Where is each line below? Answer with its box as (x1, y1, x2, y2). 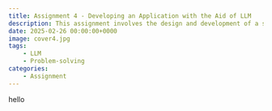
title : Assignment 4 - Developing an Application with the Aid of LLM (8, 11, 252, 20)
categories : (8, 65, 49, 73)
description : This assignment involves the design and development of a (8, 19, 259, 28)
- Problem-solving (23, 58, 85, 66)
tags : (8, 42, 27, 50)
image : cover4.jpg (8, 34, 70, 43)
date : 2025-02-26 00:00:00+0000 (8, 27, 117, 35)
